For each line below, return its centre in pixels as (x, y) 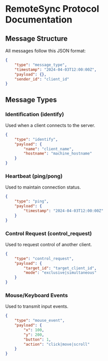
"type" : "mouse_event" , (40, 321)
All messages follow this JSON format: (46, 51)
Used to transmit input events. (37, 306)
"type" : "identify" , (36, 139)
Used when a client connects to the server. (50, 125)
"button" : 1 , (37, 340)
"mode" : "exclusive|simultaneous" (60, 273)
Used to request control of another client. (49, 244)
